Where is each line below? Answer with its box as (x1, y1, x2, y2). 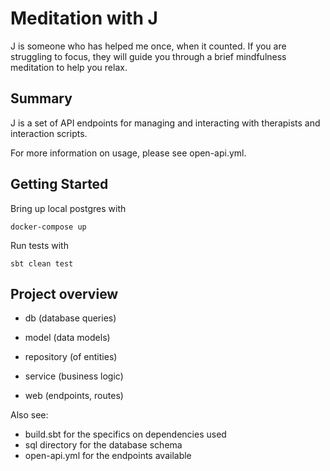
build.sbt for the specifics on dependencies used (24, 428, 227, 441)
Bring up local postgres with (10, 202, 127, 214)
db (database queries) (24, 312, 117, 324)
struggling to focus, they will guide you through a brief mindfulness (10, 50, 287, 62)
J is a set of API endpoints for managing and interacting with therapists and (10, 117, 321, 129)
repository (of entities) (24, 351, 118, 363)
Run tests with (10, 239, 69, 251)
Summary (10, 90, 73, 107)
